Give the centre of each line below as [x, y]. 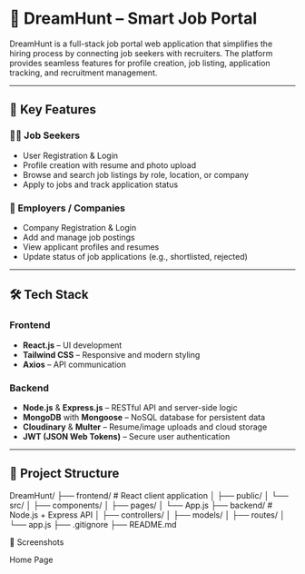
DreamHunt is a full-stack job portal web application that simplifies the [141, 44]
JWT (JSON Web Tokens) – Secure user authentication [126, 436]
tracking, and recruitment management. [84, 73]
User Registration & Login [70, 155]
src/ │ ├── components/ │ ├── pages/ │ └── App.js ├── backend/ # [141, 505]
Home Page [31, 559]
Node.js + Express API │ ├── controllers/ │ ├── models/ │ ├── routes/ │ [148, 515]
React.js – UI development [72, 345]
